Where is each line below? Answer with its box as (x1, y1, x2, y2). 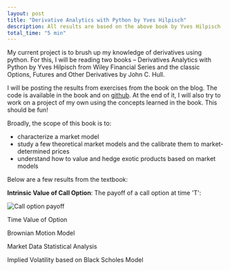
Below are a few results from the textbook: (7, 176, 128, 184)
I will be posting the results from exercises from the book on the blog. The (7, 84, 218, 92)
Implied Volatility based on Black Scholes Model (7, 256, 144, 264)
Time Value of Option (7, 216, 68, 224)
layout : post (7, 10, 45, 17)
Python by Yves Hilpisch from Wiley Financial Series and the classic (7, 63, 200, 71)
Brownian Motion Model (7, 229, 75, 237)
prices (51, 147, 70, 156)
